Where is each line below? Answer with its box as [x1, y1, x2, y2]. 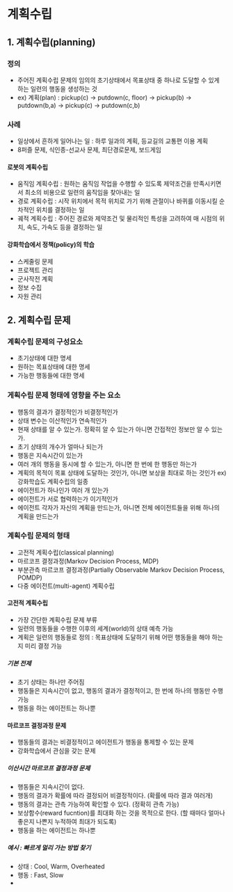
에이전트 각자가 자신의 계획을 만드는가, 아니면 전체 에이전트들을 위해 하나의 [17, 503, 220, 511]
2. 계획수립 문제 [7, 314, 71, 326]
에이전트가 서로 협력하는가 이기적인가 [17, 495, 118, 503]
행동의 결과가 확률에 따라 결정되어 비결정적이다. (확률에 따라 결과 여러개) [17, 791, 214, 800]
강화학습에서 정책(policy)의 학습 [7, 240, 95, 248]
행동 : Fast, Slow [17, 871, 64, 879]
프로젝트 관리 [17, 266, 54, 274]
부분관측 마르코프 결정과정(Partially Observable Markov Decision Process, [17, 565, 225, 574]
